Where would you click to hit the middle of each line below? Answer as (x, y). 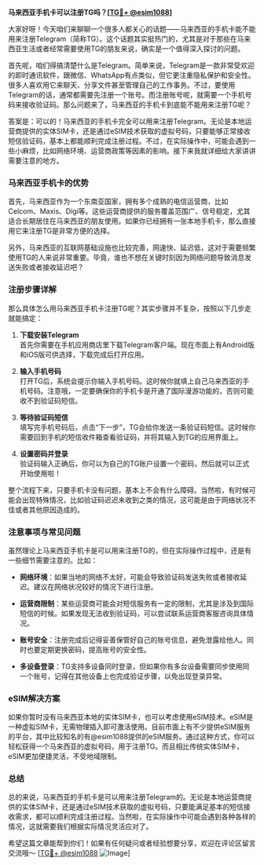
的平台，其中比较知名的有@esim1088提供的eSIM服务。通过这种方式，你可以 (132, 737)
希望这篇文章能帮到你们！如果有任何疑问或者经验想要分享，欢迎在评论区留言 (132, 843)
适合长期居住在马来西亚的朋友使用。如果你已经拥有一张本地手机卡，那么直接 (132, 221)
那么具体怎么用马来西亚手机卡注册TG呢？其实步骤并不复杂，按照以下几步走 (130, 308)
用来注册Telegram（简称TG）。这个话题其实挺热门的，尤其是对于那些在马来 (130, 39)
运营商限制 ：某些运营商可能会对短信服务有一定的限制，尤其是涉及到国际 (136, 603)
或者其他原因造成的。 (49, 509)
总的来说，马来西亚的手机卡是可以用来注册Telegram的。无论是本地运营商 (126, 797)
